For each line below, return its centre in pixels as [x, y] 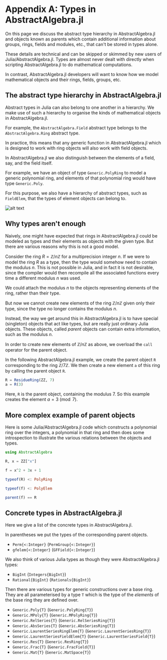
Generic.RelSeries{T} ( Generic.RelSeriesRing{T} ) [64, 620]
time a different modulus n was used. [43, 278]
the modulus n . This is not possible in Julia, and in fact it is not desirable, [80, 267]
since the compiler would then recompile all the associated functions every [82, 272]
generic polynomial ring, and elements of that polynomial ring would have [81, 178]
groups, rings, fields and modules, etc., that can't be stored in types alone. [82, 44]
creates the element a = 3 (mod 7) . [42, 399]
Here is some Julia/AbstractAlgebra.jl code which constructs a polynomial [81, 427]
